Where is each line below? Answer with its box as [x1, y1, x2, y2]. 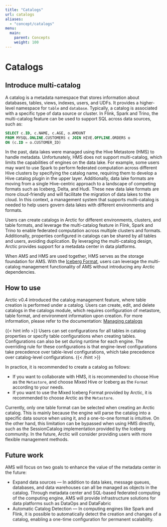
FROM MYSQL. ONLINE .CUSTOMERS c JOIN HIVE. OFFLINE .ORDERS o [5, 135, 131, 140]
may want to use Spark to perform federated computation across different [5, 165, 157, 171]
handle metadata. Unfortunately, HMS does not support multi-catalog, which [5, 154, 163, 160]
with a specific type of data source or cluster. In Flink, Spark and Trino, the [5, 110, 159, 116]
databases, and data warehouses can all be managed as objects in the [12, 485, 158, 490]
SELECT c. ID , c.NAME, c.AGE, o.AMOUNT [5, 130, 86, 135]
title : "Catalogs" [5, 7, 43, 12]
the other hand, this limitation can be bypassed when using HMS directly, [5, 421, 156, 427]
